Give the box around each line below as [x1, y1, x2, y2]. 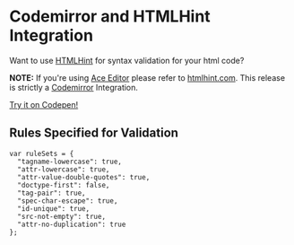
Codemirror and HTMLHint [9, 6, 211, 27]
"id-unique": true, [17, 204, 91, 213]
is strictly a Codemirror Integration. [9, 82, 139, 92]
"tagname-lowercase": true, [17, 157, 123, 166]
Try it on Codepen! [9, 99, 79, 109]
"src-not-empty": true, [17, 212, 106, 221]
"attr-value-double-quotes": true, [17, 172, 151, 181]
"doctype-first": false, [17, 180, 110, 189]
